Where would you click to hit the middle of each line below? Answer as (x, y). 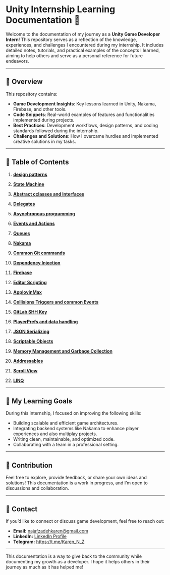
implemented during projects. (44, 120)
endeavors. (17, 61)
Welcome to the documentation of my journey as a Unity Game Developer (83, 34)
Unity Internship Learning (61, 9)
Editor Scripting (30, 282)
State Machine (29, 184)
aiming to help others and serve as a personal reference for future (74, 55)
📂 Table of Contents (37, 162)
